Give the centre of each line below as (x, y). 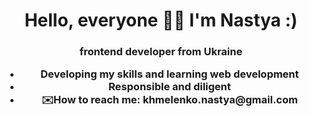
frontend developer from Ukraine (161, 52)
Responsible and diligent (169, 87)
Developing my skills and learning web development (170, 74)
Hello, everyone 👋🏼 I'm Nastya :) (161, 20)
